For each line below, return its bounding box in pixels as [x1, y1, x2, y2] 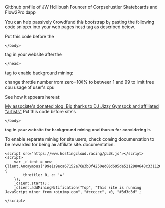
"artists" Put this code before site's [5, 109, 76, 114]
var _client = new [14, 159, 52, 164]
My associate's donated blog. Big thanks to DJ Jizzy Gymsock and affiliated [5, 104, 159, 109]
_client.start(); [14, 181, 50, 186]
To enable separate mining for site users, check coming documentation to [5, 136, 155, 142]
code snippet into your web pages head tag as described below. [5, 24, 135, 30]
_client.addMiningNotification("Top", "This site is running [14, 185, 141, 190]
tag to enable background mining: [5, 70, 74, 76]
